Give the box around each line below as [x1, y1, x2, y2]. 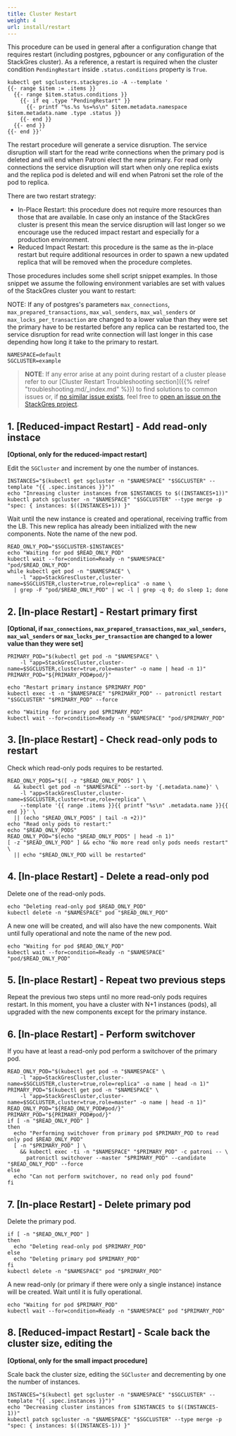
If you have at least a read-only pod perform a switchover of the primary [7, 1047, 218, 1056]
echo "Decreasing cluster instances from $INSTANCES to [7, 1404, 175, 1411]
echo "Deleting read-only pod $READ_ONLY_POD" [7, 903, 147, 910]
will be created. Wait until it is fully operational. [7, 1288, 143, 1296]
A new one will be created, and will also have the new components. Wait [7, 922, 217, 930]
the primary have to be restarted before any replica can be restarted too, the [7, 322, 229, 332]
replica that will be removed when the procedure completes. [17, 258, 192, 267]
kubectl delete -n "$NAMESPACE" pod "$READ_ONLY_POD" [7, 909, 169, 916]
